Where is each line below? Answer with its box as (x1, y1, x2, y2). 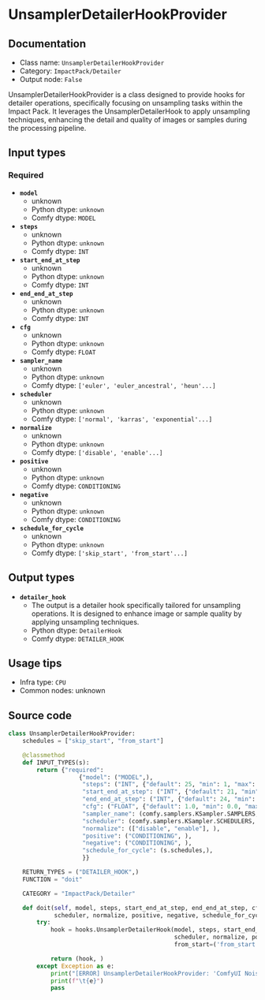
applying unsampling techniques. (31, 617, 140, 626)
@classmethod (22, 751, 65, 759)
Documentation (8, 37, 87, 50)
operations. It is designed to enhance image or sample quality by (31, 609, 242, 618)
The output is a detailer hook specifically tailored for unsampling (31, 600, 241, 610)
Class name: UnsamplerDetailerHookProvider (19, 58, 165, 67)
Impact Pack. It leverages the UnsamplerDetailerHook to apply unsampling (8, 106, 251, 116)
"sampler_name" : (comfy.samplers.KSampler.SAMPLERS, (82, 810, 259, 818)
